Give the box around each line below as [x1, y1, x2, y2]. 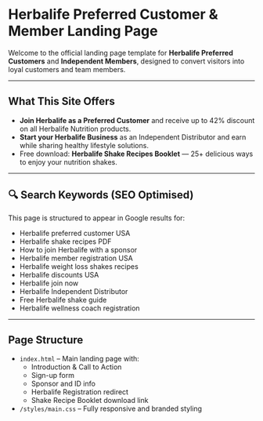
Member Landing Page [8, 22, 158, 40]
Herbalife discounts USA [19, 270, 99, 279]
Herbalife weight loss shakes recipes [19, 261, 139, 271]
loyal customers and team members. [8, 64, 126, 74]
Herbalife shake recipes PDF [19, 237, 112, 246]
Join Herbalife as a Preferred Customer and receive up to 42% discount [19, 115, 255, 125]
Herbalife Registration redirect [31, 387, 129, 397]
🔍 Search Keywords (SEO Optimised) [8, 188, 194, 201]
